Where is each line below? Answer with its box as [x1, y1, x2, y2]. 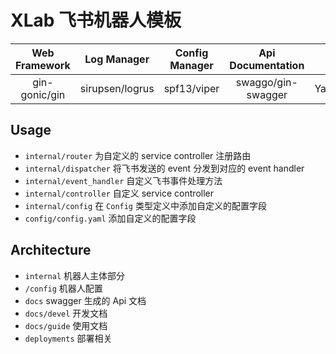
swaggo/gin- [235, 75, 298, 89]
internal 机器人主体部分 [24, 269, 126, 281]
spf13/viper [163, 81, 220, 95]
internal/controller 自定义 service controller [24, 187, 214, 199]
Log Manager [84, 52, 150, 66]
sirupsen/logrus [79, 81, 155, 95]
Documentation [229, 58, 305, 72]
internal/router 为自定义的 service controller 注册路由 [24, 149, 252, 161]
